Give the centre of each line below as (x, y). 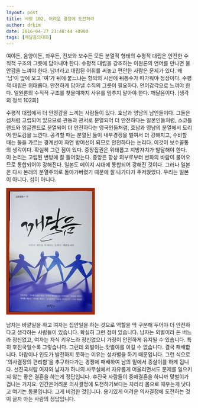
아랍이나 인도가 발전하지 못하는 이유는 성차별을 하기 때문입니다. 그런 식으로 (105, 355)
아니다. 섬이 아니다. (34, 179)
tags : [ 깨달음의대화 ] (29, 38)
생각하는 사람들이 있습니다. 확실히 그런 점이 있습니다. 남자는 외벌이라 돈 (99, 332)
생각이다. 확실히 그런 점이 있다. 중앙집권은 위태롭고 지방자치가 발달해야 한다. (100, 150)
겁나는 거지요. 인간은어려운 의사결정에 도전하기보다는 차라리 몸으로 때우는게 (93, 384)
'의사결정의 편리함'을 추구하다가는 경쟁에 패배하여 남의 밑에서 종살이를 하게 (92, 362)
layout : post (22, 12)
